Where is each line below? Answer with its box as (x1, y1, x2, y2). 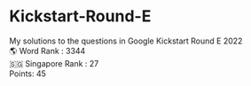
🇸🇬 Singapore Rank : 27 (9, 58, 99, 68)
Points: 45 (9, 68, 47, 79)
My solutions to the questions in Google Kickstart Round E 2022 (9, 35, 243, 46)
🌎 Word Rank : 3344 (9, 45, 86, 56)
